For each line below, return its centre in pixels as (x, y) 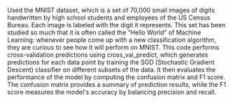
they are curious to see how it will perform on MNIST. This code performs (113, 47)
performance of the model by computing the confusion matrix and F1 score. (116, 77)
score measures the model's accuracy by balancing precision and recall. (112, 92)
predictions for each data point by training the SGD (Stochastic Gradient (111, 62)
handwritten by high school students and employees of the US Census (109, 18)
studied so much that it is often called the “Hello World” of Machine (104, 32)
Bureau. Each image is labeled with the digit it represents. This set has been (116, 25)
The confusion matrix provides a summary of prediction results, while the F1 (116, 84)
